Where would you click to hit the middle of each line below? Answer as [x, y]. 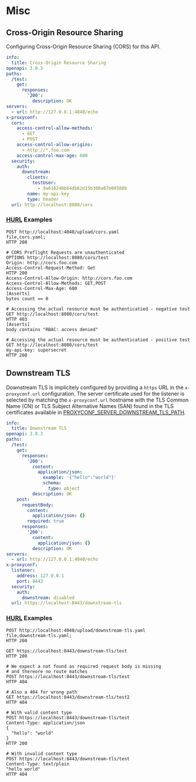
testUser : [44, 183]
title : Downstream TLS [39, 429]
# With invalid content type [42, 754]
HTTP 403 [17, 319]
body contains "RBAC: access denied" [52, 329]
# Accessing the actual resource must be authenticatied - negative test [98, 309]
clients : [38, 177]
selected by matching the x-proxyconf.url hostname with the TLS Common [97, 400]
